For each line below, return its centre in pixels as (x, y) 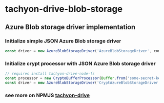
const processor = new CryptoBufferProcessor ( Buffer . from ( (66, 78)
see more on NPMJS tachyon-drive (48, 95)
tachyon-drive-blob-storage (64, 9)
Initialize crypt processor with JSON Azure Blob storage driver (81, 63)
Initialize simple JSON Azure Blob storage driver (63, 41)
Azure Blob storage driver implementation (70, 27)
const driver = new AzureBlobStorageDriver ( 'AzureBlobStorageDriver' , (78, 51)
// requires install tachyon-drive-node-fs (50, 74)
